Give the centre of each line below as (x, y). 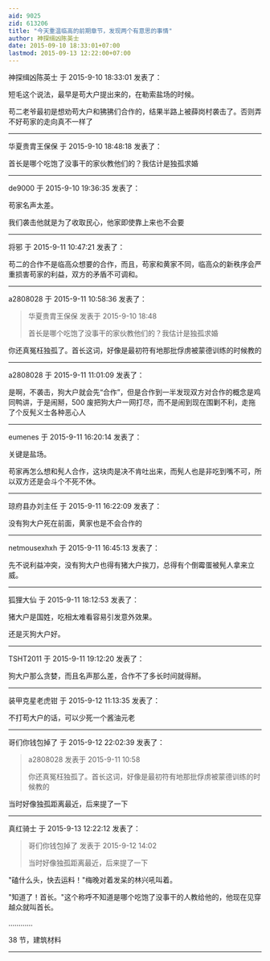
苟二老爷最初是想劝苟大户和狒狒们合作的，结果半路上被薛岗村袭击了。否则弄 (135, 111)
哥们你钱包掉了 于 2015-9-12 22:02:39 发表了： (86, 742)
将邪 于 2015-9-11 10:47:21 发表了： (67, 247)
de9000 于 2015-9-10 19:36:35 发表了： (74, 188)
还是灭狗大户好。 (37, 634)
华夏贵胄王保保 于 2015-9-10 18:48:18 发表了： (85, 146)
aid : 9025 (25, 16)
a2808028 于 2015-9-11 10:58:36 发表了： (78, 299)
